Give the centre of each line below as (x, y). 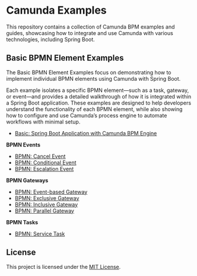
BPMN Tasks (22, 222)
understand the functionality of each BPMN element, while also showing (94, 109)
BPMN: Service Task (40, 234)
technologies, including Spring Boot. (50, 39)
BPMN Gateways (27, 180)
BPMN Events (23, 145)
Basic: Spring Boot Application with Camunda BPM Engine (86, 133)
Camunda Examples (56, 10)
